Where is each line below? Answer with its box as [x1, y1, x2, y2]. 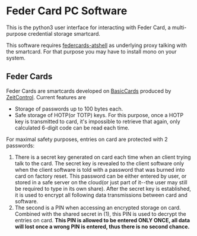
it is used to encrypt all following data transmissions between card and [14, 191, 188, 199]
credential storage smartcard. [27, 30, 101, 37]
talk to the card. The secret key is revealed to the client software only [14, 159, 185, 167]
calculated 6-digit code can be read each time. [14, 124, 129, 131]
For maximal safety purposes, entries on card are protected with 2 [6, 136, 168, 143]
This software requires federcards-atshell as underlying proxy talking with [6, 42, 187, 49]
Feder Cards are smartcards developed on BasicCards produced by [6, 87, 171, 95]
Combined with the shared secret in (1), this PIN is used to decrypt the [14, 210, 186, 218]
